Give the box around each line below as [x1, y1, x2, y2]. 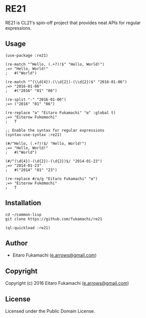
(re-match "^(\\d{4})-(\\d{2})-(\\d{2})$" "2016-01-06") [5, 79, 127, 85]
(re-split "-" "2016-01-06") [5, 97, 66, 102]
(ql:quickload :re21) [5, 225, 51, 230]
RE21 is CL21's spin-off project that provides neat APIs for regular [5, 20, 141, 26]
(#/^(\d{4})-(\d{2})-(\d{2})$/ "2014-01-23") [5, 158, 102, 164]
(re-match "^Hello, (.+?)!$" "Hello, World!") [5, 61, 105, 67]
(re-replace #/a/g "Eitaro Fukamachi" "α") [5, 176, 98, 181]
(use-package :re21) [5, 53, 49, 58]
